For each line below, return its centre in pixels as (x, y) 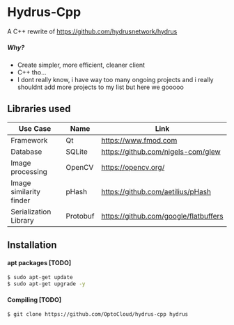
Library (22, 220)
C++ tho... (32, 72)
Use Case (35, 128)
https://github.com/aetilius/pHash (156, 191)
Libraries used (39, 109)
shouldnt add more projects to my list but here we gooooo (101, 87)
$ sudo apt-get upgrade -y (46, 284)
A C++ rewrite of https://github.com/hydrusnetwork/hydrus (92, 31)
